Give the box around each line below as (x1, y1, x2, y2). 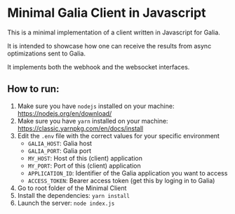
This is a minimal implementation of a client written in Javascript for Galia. (7, 28, 221, 36)
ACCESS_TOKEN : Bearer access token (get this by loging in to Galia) (27, 176, 215, 185)
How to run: (7, 83, 60, 95)
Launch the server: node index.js (17, 199, 115, 207)
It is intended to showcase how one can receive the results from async (7, 41, 212, 50)
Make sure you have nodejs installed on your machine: (17, 102, 175, 110)
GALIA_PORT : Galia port (27, 146, 92, 155)
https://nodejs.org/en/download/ (17, 109, 112, 117)
